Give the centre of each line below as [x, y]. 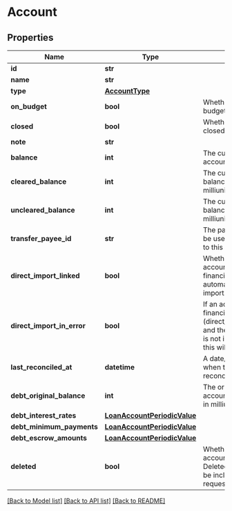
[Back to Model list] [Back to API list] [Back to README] [86, 501]
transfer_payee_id [41, 239]
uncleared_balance [43, 210]
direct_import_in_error [48, 326]
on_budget [29, 106]
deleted [23, 466]
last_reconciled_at [41, 367]
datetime [119, 367]
